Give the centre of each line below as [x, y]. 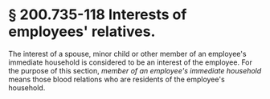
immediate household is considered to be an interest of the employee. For [131, 62]
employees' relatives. [82, 32]
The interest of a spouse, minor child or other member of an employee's [127, 53]
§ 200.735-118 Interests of [98, 15]
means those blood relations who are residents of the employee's [117, 79]
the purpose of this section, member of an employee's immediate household [135, 70]
